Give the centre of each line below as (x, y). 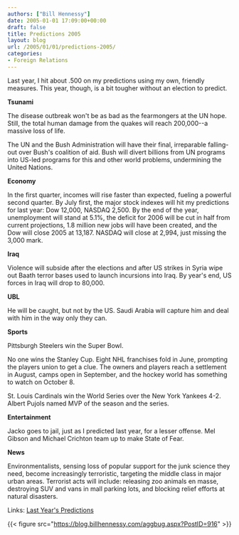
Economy (22, 181)
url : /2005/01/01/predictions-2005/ (62, 47)
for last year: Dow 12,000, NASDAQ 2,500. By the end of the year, (103, 210)
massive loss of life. (36, 131)
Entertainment (29, 417)
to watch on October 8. (41, 382)
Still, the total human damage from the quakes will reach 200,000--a (108, 123)
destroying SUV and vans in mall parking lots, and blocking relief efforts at (116, 489)
